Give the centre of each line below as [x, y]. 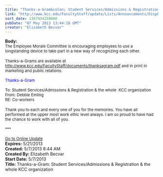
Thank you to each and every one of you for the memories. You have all [71, 110]
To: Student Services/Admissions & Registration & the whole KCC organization [78, 90]
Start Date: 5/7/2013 [26, 159]
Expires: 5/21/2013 [24, 144]
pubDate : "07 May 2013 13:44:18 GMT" [43, 23]
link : [10, 14]
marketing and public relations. [34, 71]
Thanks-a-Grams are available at [36, 61]
